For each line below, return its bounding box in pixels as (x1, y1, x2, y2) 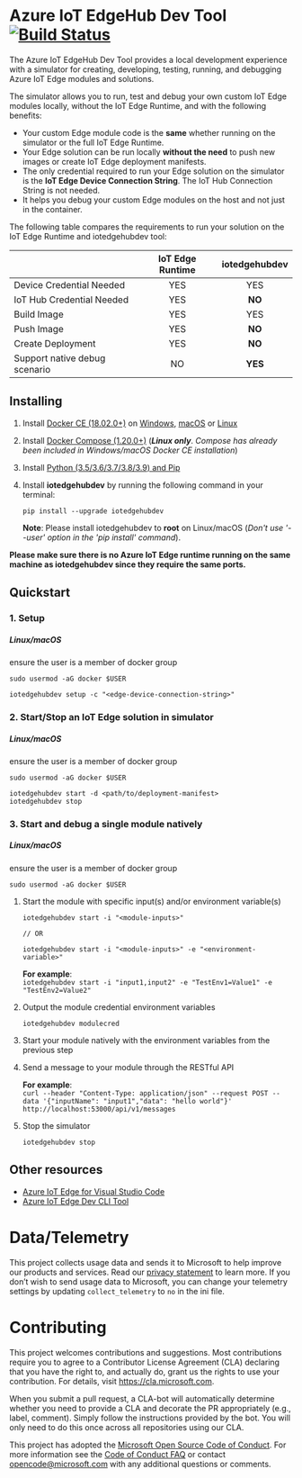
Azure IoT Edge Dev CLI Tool (22, 1195, 129, 1206)
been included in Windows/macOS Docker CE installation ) (22, 445, 238, 455)
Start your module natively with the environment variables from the (22, 1034, 271, 1045)
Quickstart (9, 585, 71, 600)
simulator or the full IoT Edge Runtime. (22, 137, 164, 148)
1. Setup (9, 612, 45, 625)
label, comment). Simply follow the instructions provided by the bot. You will (9, 1412, 290, 1423)
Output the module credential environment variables (22, 1001, 216, 1013)
